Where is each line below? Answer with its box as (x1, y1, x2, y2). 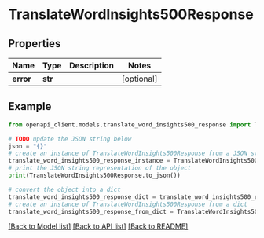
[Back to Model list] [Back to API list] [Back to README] (8, 222, 189, 231)
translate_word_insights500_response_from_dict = (8, 207, 174, 215)
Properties (8, 37, 61, 50)
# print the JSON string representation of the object (8, 164, 192, 172)
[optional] (121, 73, 158, 84)
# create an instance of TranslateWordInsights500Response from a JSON (8, 149, 247, 158)
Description (69, 60, 114, 71)
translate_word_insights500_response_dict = (8, 192, 156, 201)
